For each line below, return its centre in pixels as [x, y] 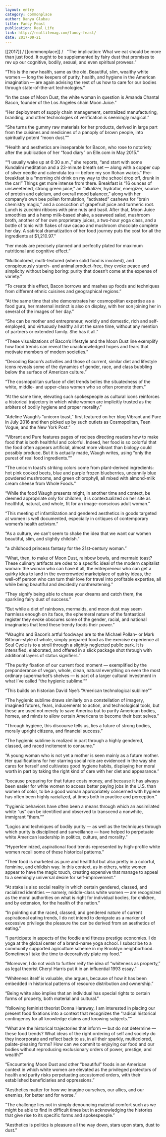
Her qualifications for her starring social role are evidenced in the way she [81, 760]
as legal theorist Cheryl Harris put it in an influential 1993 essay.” [71, 969]
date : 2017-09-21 [23, 38]
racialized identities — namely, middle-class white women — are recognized [83, 892]
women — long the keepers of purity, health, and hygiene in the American [81, 77]
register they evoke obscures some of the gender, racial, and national [76, 619]
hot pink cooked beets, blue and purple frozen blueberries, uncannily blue [81, 473]
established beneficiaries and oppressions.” [50, 1080]
